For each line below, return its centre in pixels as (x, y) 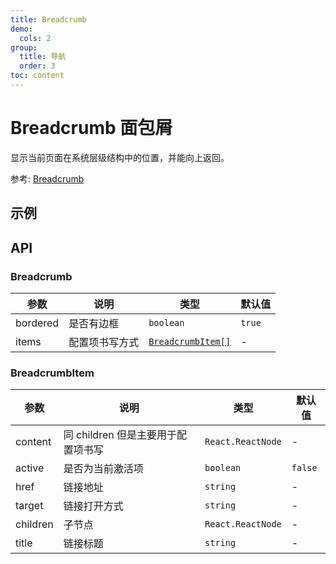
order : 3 (37, 66)
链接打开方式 (93, 506)
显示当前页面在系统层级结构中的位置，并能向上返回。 (120, 157)
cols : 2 (35, 38)
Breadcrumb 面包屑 (91, 128)
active (30, 468)
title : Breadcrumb (48, 19)
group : (24, 47)
